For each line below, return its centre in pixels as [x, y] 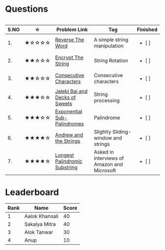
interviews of [109, 158]
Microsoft [105, 170]
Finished [147, 29]
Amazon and [109, 164]
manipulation [109, 46]
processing [107, 100]
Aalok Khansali [41, 216]
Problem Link [72, 29]
